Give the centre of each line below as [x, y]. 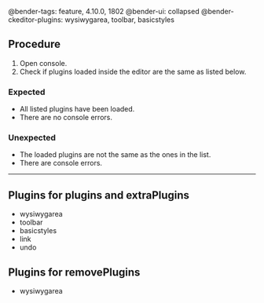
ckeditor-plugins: [36, 20]
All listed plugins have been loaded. [77, 109]
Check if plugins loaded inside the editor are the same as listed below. [133, 71]
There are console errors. [61, 163]
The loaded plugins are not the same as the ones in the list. [115, 155]
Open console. [43, 63]
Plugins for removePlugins [74, 272]
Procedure [35, 44]
